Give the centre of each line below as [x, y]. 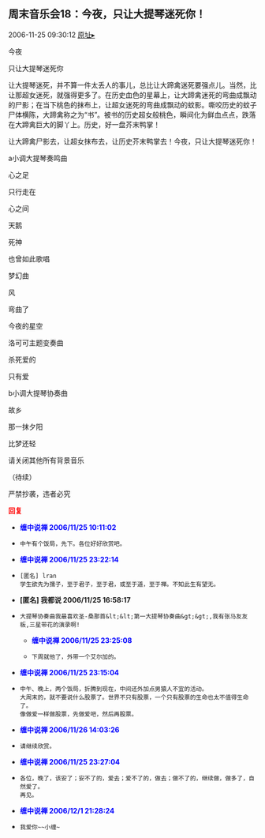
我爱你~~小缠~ [40, 827]
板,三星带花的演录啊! [50, 625]
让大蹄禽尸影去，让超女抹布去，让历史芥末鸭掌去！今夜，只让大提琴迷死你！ [132, 141]
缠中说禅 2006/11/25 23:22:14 [69, 559]
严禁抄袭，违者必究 [39, 494]
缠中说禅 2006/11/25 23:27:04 [70, 761]
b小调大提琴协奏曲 [38, 393]
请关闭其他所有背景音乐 [46, 460]
